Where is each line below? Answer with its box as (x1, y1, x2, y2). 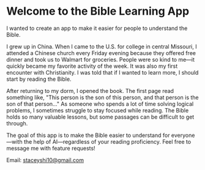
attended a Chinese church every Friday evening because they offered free (6, 49, 196, 56)
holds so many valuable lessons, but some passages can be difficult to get (6, 113, 195, 120)
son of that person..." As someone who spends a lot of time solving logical (6, 100, 194, 108)
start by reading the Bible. (6, 75, 72, 83)
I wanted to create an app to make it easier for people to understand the (6, 24, 188, 32)
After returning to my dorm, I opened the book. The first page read (6, 87, 174, 94)
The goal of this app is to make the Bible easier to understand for (6, 131, 170, 139)
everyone (171, 131, 195, 139)
